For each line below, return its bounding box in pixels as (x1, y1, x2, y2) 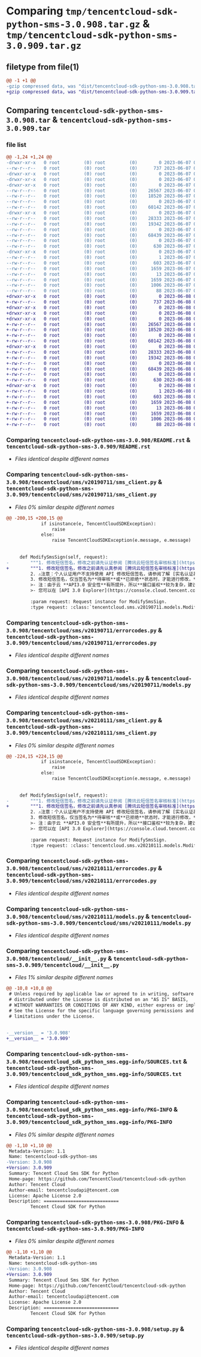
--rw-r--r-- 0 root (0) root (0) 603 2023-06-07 (6, 260, 191, 266)
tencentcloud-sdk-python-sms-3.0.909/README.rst (6, 444, 151, 450)
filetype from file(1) (6, 62, 80, 72)
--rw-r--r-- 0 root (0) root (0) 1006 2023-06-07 (6, 282, 191, 288)
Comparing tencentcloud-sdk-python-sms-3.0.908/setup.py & (6, 1325, 184, 1333)
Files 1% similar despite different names (14, 974, 114, 981)
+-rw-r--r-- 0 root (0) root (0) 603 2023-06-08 (6, 394, 191, 400)
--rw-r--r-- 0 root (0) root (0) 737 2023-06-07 (6, 165, 191, 171)
